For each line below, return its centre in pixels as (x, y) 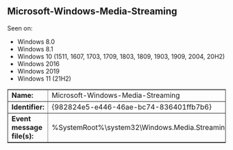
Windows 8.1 (35, 49)
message (27, 127)
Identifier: (28, 107)
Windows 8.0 (36, 42)
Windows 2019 (38, 71)
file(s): (23, 136)
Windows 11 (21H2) (44, 78)
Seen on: (20, 28)
